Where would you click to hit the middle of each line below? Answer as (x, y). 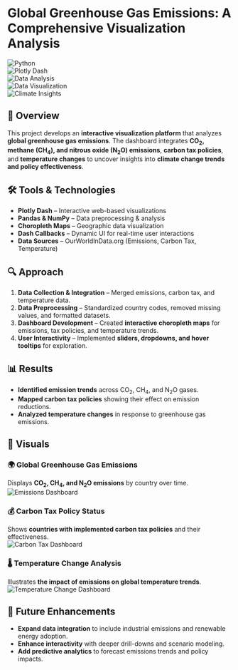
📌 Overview (33, 116)
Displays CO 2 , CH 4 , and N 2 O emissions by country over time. (98, 484)
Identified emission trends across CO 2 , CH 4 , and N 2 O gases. (108, 390)
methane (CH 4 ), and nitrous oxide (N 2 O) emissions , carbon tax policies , (115, 151)
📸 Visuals (28, 444)
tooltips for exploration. (52, 345)
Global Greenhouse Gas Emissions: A (119, 13)
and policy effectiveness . (45, 167)
